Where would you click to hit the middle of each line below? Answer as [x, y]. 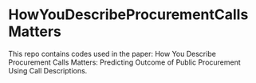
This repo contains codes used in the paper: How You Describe [112, 53]
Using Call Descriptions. [48, 70]
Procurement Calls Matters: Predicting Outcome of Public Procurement [124, 62]
